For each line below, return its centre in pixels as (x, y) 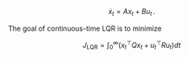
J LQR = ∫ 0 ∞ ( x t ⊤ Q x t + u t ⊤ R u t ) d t (132, 45)
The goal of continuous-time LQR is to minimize (85, 28)
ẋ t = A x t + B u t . (132, 13)
